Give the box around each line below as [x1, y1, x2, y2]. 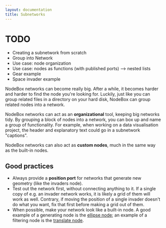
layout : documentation [5, 7, 52, 12]
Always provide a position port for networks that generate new [12, 175, 142, 181]
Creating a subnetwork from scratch [12, 50, 87, 56]
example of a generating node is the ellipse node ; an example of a [12, 212, 147, 218]
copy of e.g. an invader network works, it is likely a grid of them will [12, 191, 151, 197]
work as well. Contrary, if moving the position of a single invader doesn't [12, 196, 161, 202]
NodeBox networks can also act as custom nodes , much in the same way [5, 142, 156, 148]
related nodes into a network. [5, 102, 65, 108]
